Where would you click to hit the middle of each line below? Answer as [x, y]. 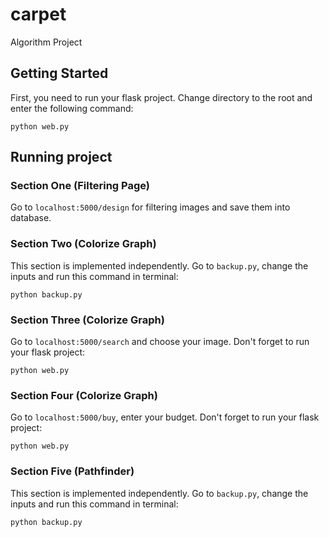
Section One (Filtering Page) [80, 186]
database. [31, 218]
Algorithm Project [46, 42]
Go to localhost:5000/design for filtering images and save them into [150, 207]
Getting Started [59, 73]
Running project [61, 157]
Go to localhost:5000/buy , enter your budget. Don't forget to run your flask [165, 417]
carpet [38, 14]
